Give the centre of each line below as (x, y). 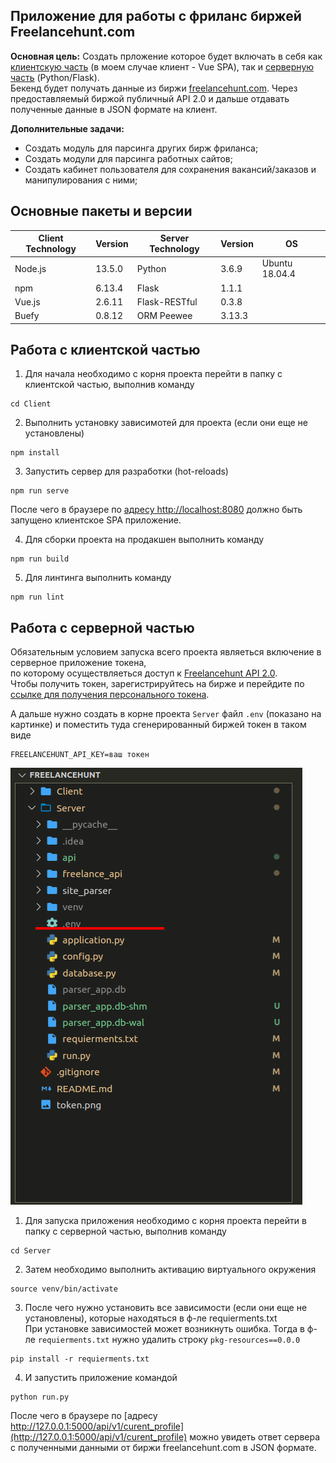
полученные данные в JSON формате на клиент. (114, 109)
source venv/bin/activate (64, 1289)
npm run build (40, 559)
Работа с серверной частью (102, 627)
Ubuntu (277, 263)
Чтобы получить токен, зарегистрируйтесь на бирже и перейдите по (157, 684)
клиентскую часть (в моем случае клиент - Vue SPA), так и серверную (162, 66)
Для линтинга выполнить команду (98, 578)
